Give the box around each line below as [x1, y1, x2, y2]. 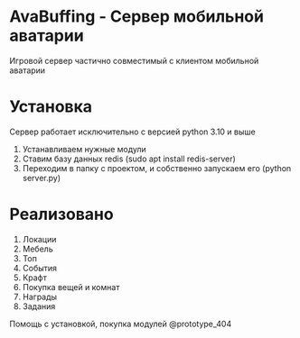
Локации [22, 233, 57, 244]
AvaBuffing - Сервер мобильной [9, 6, 265, 27]
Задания [22, 300, 56, 312]
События [22, 262, 57, 273]
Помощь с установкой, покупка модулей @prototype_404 [9, 318, 232, 329]
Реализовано [9, 205, 115, 224]
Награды [22, 291, 57, 302]
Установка [9, 96, 93, 117]
